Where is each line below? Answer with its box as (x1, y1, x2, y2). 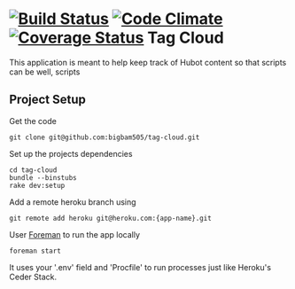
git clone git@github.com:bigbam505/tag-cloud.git (9, 133, 200, 142)
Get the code (9, 115, 58, 126)
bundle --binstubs (9, 173, 77, 182)
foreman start (9, 246, 62, 255)
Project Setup (9, 92, 87, 107)
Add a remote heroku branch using (9, 196, 136, 207)
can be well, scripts (9, 66, 81, 77)
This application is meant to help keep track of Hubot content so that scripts (9, 57, 287, 67)
